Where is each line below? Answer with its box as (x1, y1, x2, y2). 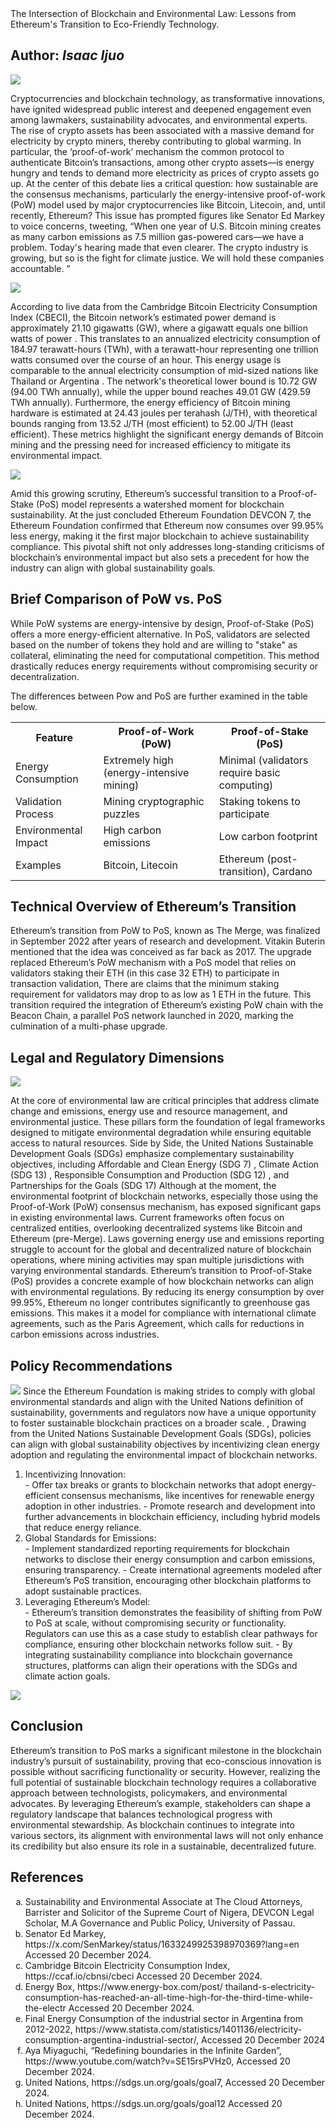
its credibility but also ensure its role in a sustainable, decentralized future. (10, 1840, 317, 1852)
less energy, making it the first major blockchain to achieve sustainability (10, 530, 310, 542)
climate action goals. (24, 1670, 111, 1682)
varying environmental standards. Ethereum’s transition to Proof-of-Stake (10, 1265, 313, 1277)
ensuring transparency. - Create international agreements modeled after (24, 1564, 323, 1576)
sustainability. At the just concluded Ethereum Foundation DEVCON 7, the (10, 508, 312, 521)
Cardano (271, 864, 313, 878)
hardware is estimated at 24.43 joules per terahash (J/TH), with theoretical (10, 407, 318, 419)
